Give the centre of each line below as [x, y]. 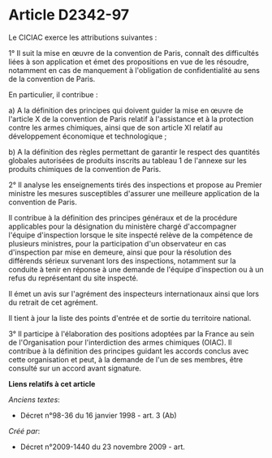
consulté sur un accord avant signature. [75, 368]
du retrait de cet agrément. [53, 302]
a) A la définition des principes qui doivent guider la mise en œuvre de [126, 110]
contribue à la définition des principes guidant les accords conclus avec [129, 351]
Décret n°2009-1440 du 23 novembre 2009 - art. [102, 447]
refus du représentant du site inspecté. [73, 278]
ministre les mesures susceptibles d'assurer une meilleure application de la [134, 193]
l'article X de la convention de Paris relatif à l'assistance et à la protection [131, 118]
